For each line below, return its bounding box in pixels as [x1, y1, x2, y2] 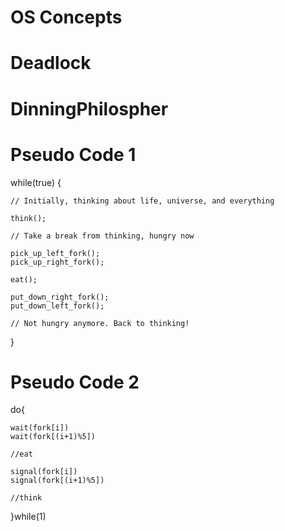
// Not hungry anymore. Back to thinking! [10, 318, 190, 328]
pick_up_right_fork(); [10, 257, 105, 267]
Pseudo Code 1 [10, 143, 137, 166]
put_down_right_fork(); [10, 292, 110, 302]
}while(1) [10, 511, 47, 523]
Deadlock [10, 52, 92, 75]
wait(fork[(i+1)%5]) [10, 432, 97, 442]
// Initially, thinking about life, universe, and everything [10, 196, 275, 206]
